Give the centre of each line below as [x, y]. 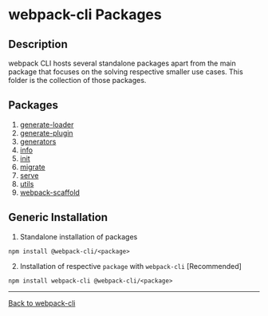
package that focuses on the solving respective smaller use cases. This [126, 72]
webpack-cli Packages [85, 15]
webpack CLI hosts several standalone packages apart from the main [122, 63]
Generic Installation [58, 217]
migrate [32, 167]
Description [38, 44]
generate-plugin [46, 132]
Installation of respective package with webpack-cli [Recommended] [130, 266]
